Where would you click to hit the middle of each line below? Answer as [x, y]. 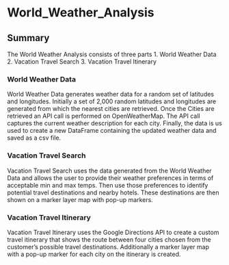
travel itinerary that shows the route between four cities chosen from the [109, 239]
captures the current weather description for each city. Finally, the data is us [114, 123]
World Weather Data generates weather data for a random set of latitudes [111, 94]
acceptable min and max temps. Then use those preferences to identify [108, 185]
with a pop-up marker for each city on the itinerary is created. [94, 254]
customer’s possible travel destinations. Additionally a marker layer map [108, 247]
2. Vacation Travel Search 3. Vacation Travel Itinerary [82, 62]
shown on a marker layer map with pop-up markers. [80, 199]
